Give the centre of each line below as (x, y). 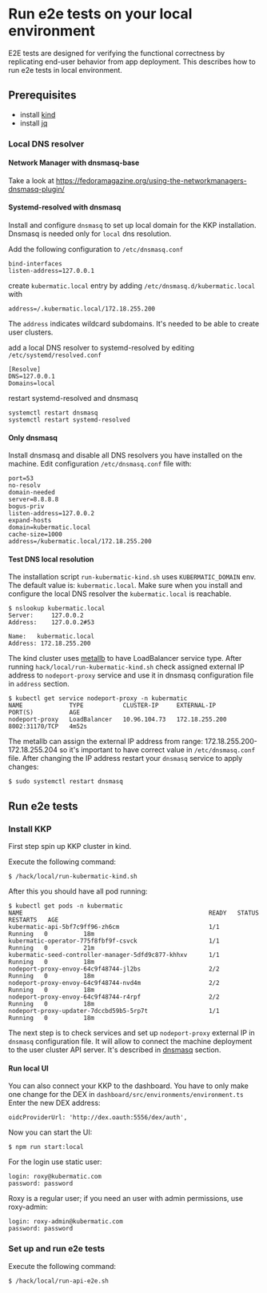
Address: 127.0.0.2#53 (51, 622)
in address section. (39, 684)
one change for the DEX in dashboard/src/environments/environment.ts (126, 1095)
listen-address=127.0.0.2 (51, 514)
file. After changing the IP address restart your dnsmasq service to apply (126, 759)
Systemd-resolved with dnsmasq (65, 207)
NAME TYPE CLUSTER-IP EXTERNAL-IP (112, 706)
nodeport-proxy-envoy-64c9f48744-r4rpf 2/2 (114, 997)
